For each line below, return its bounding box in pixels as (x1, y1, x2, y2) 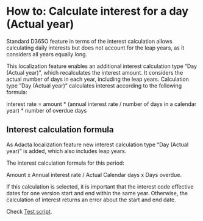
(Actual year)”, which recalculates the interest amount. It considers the (6, 69, 183, 76)
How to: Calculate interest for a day (6, 4, 189, 18)
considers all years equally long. (6, 50, 87, 58)
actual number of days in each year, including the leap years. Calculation (6, 75, 189, 83)
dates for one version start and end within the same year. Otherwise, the (6, 189, 188, 197)
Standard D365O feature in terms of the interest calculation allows (6, 37, 173, 45)
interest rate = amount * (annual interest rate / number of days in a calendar (6, 100, 197, 108)
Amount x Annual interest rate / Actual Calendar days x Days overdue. (6, 171, 182, 178)
